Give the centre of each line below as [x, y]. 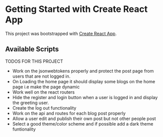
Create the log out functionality [44, 108]
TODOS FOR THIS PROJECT [34, 61]
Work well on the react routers [43, 92]
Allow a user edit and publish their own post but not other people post [84, 119]
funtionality [24, 129]
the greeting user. [30, 103]
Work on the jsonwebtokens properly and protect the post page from [83, 71]
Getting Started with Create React [77, 9]
